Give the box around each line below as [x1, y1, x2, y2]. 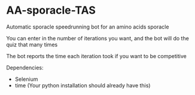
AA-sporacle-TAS [6, 4, 96, 17]
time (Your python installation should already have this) [14, 81, 151, 89]
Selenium [14, 75, 38, 83]
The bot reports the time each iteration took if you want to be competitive [6, 52, 187, 59]
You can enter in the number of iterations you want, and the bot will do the [6, 34, 190, 42]
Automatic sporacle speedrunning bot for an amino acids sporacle [6, 23, 169, 30]
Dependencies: [6, 64, 44, 71]
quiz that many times [6, 41, 58, 48]
